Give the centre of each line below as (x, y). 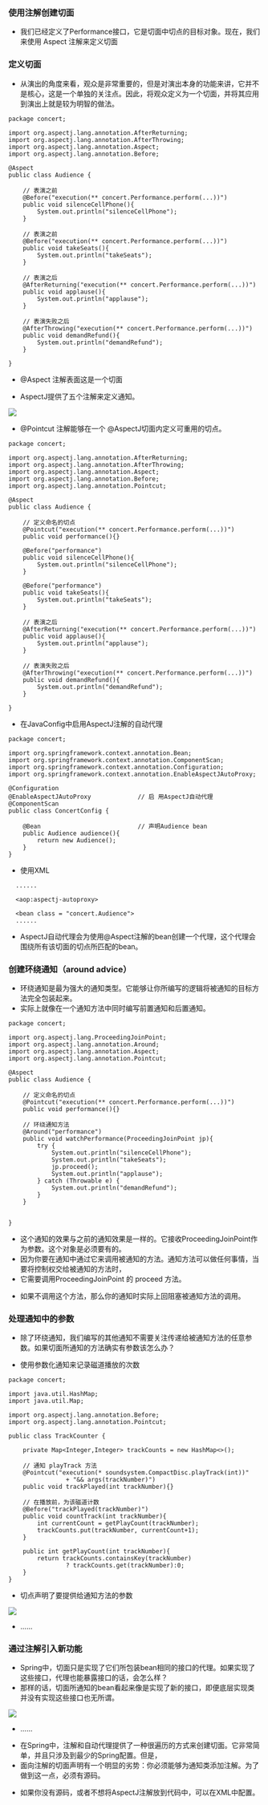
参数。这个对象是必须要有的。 (76, 1248)
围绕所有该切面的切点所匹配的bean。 (81, 946)
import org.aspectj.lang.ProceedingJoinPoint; (87, 1037)
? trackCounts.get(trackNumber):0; (125, 1566)
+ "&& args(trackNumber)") (111, 1480)
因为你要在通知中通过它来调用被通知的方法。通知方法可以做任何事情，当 (139, 1259)
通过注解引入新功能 (45, 1649)
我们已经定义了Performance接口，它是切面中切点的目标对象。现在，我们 (140, 32)
